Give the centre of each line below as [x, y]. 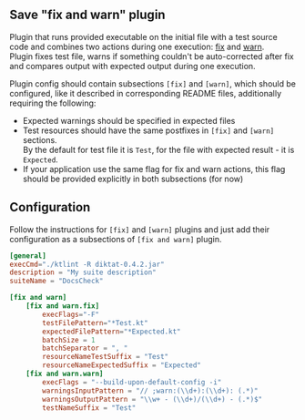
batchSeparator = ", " [85, 348]
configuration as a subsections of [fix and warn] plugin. [116, 239]
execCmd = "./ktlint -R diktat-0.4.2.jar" [87, 264]
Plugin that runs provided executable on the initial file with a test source [143, 36]
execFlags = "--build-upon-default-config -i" [132, 382]
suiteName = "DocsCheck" [56, 282]
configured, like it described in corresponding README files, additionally [146, 93]
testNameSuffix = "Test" [89, 408]
